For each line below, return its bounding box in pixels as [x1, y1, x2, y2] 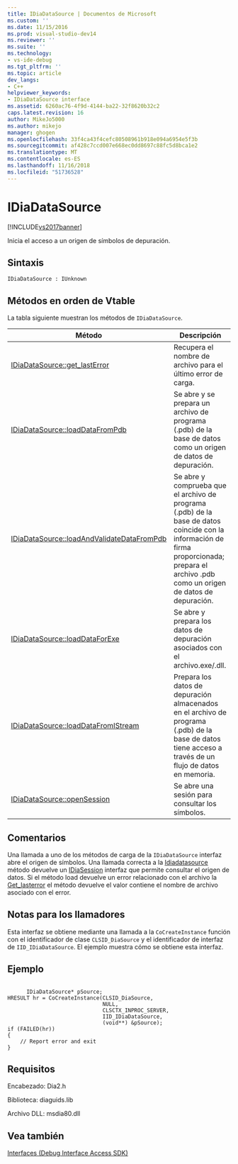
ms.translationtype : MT [7, 149, 78, 156]
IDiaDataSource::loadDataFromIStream [11, 721, 140, 731]
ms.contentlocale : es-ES [7, 155, 81, 163]
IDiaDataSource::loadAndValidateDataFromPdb [11, 534, 167, 544]
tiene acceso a [173, 743, 222, 753]
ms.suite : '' [7, 43, 46, 50]
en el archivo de [173, 707, 227, 717]
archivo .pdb [173, 569, 215, 579]
